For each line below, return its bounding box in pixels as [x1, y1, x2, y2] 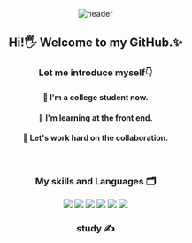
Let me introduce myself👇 [38, 67, 153, 79]
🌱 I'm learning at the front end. [38, 112, 153, 123]
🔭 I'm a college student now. [42, 91, 149, 102]
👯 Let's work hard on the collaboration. [22, 133, 169, 144]
